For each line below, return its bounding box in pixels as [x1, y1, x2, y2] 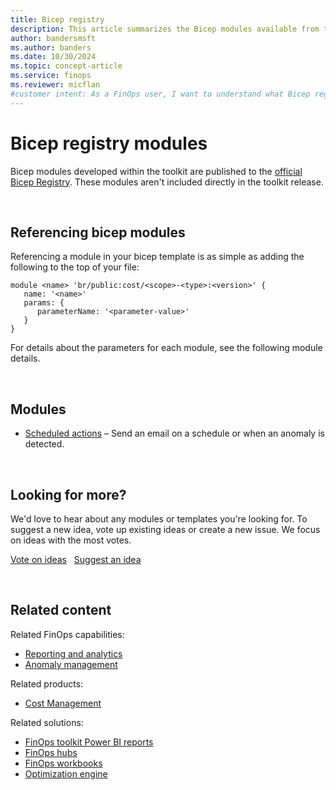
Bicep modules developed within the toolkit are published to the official [10, 165, 303, 177]
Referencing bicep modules [10, 224, 186, 241]
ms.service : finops [10, 71, 92, 81]
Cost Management [24, 697, 102, 709]
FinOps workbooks [24, 757, 103, 769]
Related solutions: [10, 716, 84, 728]
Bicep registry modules [10, 132, 208, 155]
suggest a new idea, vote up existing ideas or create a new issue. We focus [10, 524, 321, 535]
